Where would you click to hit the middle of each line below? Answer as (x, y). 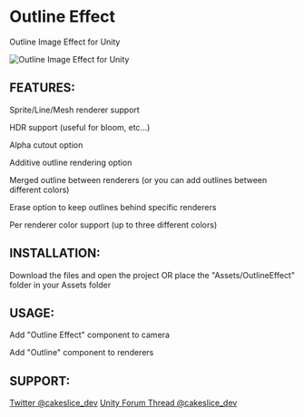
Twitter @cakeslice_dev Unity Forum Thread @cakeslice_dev (123, 403)
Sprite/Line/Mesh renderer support (75, 110)
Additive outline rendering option (71, 162)
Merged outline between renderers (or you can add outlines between (138, 179)
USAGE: (32, 313)
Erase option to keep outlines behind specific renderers (113, 207)
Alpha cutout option (46, 145)
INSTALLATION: (55, 253)
